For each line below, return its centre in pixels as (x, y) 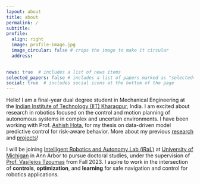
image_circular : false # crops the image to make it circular (90, 50)
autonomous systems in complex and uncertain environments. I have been (97, 119)
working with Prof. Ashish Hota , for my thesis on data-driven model (89, 125)
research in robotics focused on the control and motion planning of (88, 113)
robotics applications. (33, 175)
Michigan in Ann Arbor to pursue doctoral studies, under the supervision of (98, 156)
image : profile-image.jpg (44, 45)
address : (22, 56)
